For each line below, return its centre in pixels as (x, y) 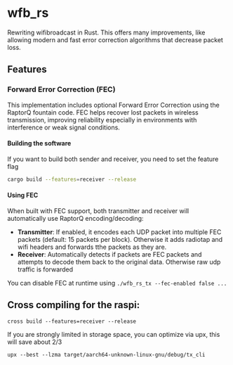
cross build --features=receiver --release (72, 321)
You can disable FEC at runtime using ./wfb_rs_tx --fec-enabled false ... (117, 283)
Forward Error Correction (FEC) (61, 89)
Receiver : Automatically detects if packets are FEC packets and (109, 254)
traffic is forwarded (45, 269)
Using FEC (23, 196)
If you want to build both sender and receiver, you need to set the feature (113, 159)
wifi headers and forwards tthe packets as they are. (92, 247)
